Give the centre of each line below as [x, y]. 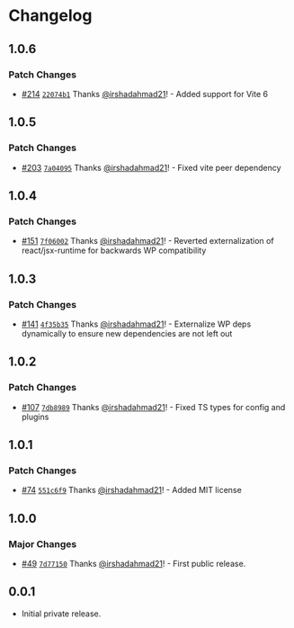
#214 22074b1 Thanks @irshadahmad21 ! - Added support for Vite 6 [145, 94]
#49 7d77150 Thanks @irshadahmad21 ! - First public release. [134, 564]
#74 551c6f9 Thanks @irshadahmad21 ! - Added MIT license [131, 490]
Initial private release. [61, 614]
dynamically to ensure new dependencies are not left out [127, 333]
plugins [35, 417]
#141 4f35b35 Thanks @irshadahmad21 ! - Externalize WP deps [136, 324]
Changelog [50, 16]
